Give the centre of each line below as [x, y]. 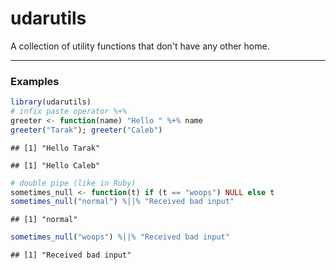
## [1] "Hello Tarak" [55, 148]
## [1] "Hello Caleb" [55, 165]
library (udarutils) [51, 102]
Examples [35, 81]
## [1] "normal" [44, 220]
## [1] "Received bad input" [71, 255]
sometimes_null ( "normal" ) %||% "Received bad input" [122, 202]
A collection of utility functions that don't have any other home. [140, 46]
